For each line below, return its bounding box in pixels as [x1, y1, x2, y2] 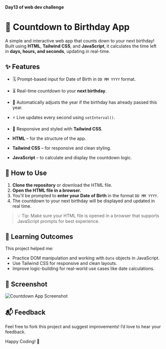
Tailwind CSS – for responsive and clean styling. [12, 145, 111, 151]
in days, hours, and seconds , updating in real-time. [5, 48, 110, 54]
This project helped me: [5, 246, 53, 252]
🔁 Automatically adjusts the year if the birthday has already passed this [12, 99, 157, 105]
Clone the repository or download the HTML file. [12, 182, 113, 188]
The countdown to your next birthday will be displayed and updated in [12, 198, 155, 204]
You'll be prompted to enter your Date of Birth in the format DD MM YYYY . [12, 192, 159, 198]
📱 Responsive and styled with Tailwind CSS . [12, 126, 103, 131]
